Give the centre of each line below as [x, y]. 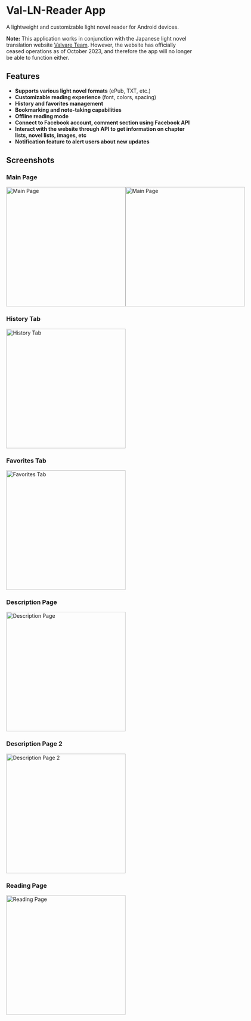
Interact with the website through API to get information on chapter [100, 128]
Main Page [22, 177]
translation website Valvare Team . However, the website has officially [91, 45]
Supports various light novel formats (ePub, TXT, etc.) [83, 91]
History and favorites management [59, 103]
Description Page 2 [34, 744]
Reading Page [27, 885]
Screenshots [30, 160]
